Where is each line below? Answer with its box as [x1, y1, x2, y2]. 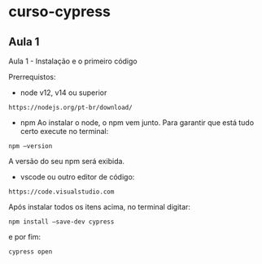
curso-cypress [8, 2, 111, 21]
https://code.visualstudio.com [8, 188, 115, 196]
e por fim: [8, 232, 41, 241]
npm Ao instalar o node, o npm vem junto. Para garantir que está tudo [20, 118, 255, 128]
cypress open [8, 248, 53, 256]
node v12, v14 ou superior [20, 88, 107, 97]
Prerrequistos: [8, 72, 56, 81]
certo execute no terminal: [20, 127, 109, 136]
